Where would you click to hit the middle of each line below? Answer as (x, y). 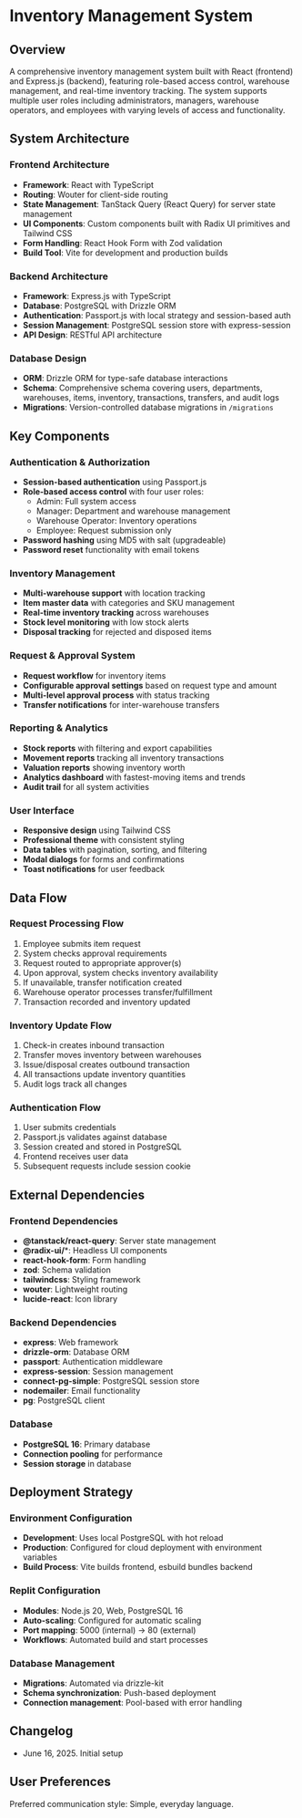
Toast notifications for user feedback (94, 869)
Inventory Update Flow (60, 1025)
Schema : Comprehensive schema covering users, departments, (142, 388)
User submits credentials (69, 1127)
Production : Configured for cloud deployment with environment (142, 1548)
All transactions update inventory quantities (104, 1075)
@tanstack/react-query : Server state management (119, 1241)
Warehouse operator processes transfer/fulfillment (117, 992)
